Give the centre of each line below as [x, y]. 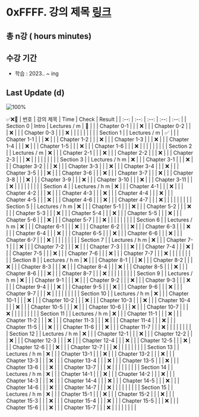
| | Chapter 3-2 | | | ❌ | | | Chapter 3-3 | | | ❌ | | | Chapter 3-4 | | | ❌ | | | [93, 166]
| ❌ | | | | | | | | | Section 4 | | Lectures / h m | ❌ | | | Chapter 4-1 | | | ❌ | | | [95, 186]
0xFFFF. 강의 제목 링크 [59, 12]
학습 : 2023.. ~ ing [37, 74]
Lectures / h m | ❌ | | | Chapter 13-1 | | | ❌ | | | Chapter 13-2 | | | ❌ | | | [90, 354]
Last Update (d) [35, 93]
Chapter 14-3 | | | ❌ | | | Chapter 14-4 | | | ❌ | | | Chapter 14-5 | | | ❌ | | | [93, 381]
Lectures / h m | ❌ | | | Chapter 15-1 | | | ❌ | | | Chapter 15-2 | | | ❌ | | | [90, 394]
